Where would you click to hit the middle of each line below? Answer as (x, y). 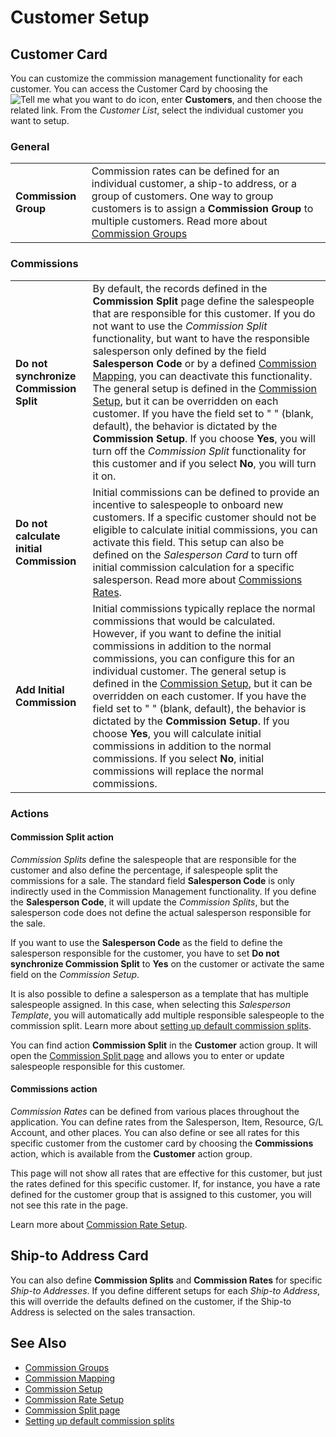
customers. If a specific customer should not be (204, 517)
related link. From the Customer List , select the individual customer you (157, 110)
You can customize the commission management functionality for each (156, 78)
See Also (38, 1343)
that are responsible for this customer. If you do (204, 313)
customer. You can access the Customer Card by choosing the (139, 89)
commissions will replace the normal (178, 771)
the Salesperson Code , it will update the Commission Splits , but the (150, 902)
